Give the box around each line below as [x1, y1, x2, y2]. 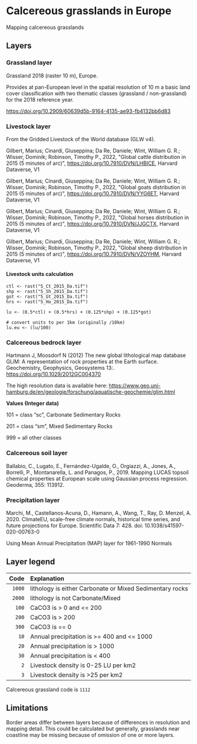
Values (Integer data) [6, 400, 59, 407]
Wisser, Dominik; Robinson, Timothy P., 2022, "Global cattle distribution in [6, 153, 186, 160]
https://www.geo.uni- [109, 382, 161, 389]
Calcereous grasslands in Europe [6, 4, 172, 18]
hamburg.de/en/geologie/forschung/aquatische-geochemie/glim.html [6, 388, 175, 395]
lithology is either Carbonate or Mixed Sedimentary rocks [30, 584, 189, 592]
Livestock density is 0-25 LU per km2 [30, 661, 136, 669]
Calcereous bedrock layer [6, 339, 81, 347]
